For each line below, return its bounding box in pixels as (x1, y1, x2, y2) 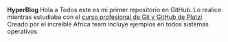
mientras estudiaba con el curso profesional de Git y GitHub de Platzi (7, 13, 203, 21)
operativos (7, 27, 38, 35)
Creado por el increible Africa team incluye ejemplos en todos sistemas (7, 20, 209, 28)
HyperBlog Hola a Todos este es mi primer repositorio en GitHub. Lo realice (7, 6, 222, 14)
